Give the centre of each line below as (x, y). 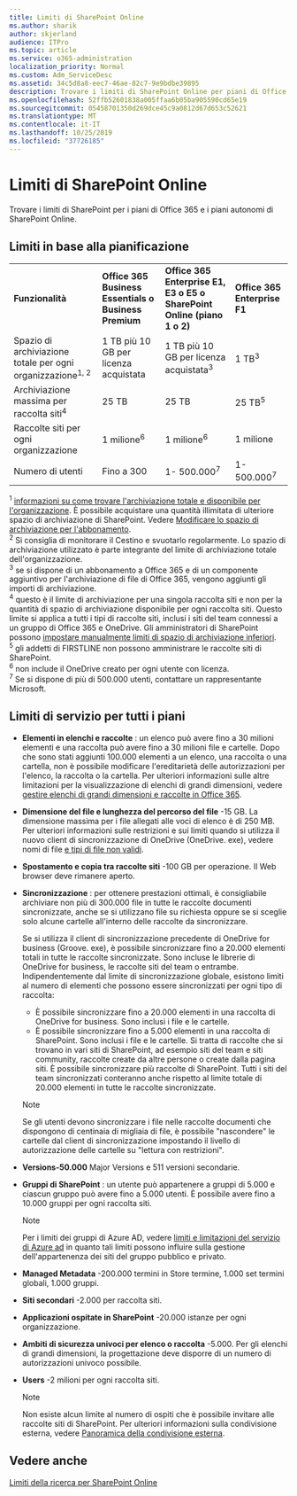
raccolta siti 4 (40, 413)
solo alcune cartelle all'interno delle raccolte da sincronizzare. (135, 921)
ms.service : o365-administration (71, 58)
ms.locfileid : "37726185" (57, 141)
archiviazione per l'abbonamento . (70, 529)
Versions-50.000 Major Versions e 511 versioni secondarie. (131, 1167)
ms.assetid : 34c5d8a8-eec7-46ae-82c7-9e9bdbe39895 (104, 83)
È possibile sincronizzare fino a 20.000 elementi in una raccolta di (155, 1012)
